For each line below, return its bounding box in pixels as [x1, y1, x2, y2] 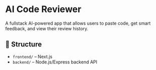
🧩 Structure [5, 40, 42, 49]
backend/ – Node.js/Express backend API [12, 59, 97, 65]
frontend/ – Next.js [12, 53, 53, 59]
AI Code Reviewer [5, 4, 82, 15]
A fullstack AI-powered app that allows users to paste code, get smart [5, 20, 151, 26]
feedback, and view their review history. [5, 25, 88, 31]
